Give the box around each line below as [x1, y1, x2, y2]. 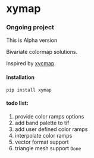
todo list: [6, 99, 29, 107]
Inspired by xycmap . [6, 60, 57, 67]
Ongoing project [6, 23, 55, 32]
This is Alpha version [6, 37, 58, 44]
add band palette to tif [14, 119, 70, 126]
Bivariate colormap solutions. [6, 48, 78, 56]
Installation [6, 74, 35, 81]
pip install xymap [6, 87, 52, 93]
